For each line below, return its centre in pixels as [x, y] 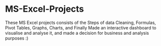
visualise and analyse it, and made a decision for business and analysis [77, 33]
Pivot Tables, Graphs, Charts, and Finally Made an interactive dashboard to [81, 27]
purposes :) [17, 38]
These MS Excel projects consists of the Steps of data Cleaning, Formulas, [80, 23]
